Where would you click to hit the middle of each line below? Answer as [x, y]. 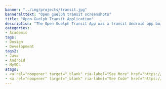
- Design [14, 42]
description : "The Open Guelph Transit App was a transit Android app [79, 23]
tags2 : [12, 51]
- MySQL [13, 65]
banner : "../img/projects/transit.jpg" [46, 10]
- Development [20, 46]
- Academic [16, 33]
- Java [12, 56]
